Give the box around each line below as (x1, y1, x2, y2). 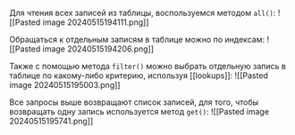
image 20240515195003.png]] (9, 80, 121, 90)
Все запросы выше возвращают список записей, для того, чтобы (9, 97, 259, 107)
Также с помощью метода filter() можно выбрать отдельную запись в (9, 61, 286, 71)
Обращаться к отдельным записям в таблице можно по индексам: (9, 35, 265, 44)
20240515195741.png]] (9, 115, 94, 126)
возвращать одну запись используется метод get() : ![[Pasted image (9, 107, 270, 116)
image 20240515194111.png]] (42, 17, 149, 28)
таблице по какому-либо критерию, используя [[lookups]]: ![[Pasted (9, 70, 268, 81)
